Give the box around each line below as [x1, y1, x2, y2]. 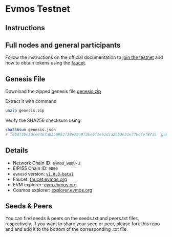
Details [5, 146, 28, 155]
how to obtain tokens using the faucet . [5, 60, 87, 66]
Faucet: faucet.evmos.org [12, 176, 68, 182]
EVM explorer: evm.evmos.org [12, 181, 77, 187]
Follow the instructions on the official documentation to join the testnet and [5, 54, 163, 60]
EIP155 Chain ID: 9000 [12, 165, 58, 171]
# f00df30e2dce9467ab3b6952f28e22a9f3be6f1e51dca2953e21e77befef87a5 [5, 132, 157, 137]
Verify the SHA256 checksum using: [5, 117, 82, 123]
